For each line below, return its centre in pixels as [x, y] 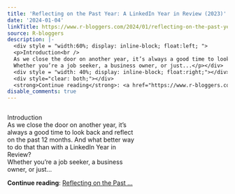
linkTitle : [23, 27]
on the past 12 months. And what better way [71, 140]
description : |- [31, 40]
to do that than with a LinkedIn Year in [62, 147]
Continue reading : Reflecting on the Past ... [70, 183]
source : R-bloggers [36, 33]
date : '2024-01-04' [36, 20]
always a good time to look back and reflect [70, 133]
